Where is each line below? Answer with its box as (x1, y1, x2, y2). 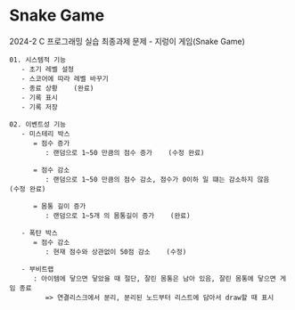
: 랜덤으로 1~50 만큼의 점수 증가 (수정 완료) (45, 148, 205, 157)
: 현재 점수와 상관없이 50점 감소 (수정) (45, 247, 187, 257)
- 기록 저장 (20, 102, 58, 111)
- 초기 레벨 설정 (20, 64, 74, 74)
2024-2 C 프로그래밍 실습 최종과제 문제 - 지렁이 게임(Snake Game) (9, 36, 245, 46)
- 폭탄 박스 (20, 228, 58, 237)
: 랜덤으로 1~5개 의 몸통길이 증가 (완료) (45, 211, 191, 220)
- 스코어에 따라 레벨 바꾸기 (20, 74, 109, 83)
